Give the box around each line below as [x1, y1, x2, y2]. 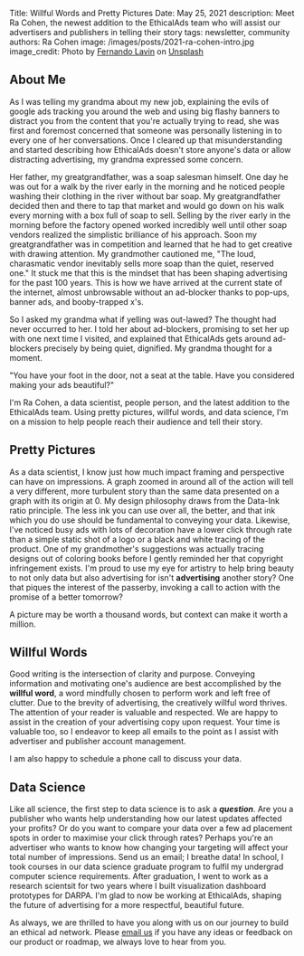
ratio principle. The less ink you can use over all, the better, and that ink [9, 505, 276, 516]
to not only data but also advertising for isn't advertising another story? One [9, 572, 294, 582]
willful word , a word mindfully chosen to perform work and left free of [9, 687, 271, 699]
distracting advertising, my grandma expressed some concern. [9, 154, 244, 165]
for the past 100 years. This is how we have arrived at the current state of [9, 277, 283, 288]
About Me [9, 72, 66, 88]
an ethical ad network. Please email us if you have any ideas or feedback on [9, 927, 293, 938]
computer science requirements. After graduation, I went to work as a [9, 871, 269, 882]
